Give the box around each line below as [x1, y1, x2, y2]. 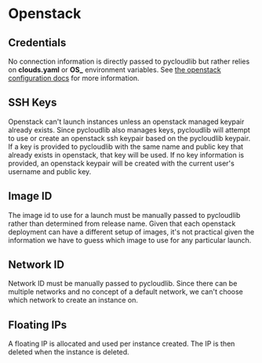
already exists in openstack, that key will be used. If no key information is [8, 150, 245, 159]
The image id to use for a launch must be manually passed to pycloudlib [8, 210, 241, 220]
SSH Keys [8, 96, 57, 110]
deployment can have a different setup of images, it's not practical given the [8, 227, 255, 236]
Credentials [8, 36, 67, 49]
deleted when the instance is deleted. [8, 347, 129, 357]
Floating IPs [8, 318, 67, 332]
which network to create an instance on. [8, 296, 139, 305]
